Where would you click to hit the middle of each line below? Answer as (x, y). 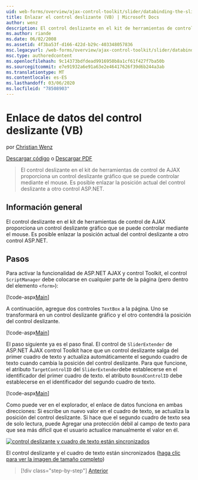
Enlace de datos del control (74, 118)
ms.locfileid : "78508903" (38, 89)
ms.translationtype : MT (35, 72)
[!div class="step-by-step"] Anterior (64, 471)
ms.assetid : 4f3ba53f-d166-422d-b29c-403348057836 (70, 45)
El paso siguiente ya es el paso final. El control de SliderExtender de (89, 344)
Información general (44, 207)
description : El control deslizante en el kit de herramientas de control (100, 28)
